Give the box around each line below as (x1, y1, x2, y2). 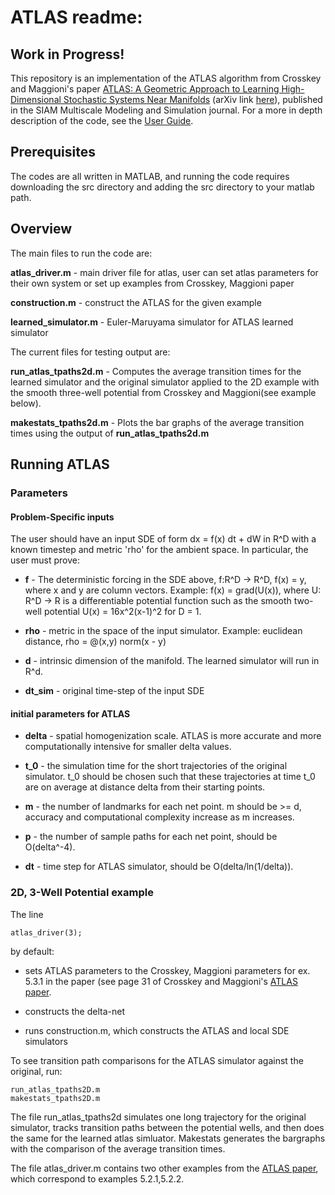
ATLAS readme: (10, 6, 143, 29)
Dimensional (10, 94, 62, 105)
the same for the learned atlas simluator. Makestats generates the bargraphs (10, 1132, 326, 1144)
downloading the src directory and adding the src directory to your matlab (10, 181, 315, 193)
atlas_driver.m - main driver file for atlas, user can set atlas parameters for (10, 266, 319, 278)
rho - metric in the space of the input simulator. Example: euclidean (24, 625, 303, 637)
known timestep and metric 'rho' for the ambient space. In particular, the (10, 544, 309, 556)
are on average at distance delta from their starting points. (24, 781, 266, 793)
